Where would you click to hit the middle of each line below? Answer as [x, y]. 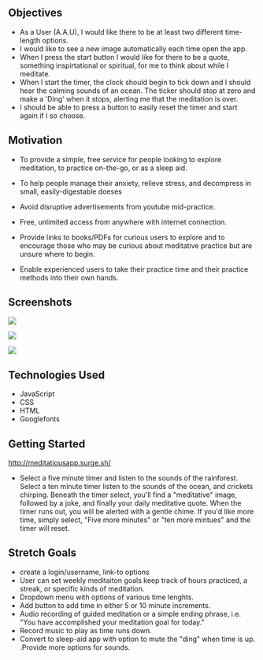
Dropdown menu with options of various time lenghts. [107, 597]
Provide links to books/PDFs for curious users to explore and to [122, 237]
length [30, 40]
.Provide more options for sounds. [75, 647]
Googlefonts [40, 419]
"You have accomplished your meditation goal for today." [112, 622]
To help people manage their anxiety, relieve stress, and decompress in [135, 183]
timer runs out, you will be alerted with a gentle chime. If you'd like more [137, 512]
